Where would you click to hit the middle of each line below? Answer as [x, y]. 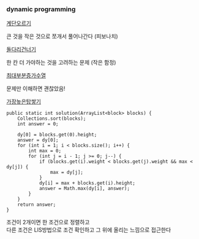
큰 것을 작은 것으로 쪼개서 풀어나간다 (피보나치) [62, 36]
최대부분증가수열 [26, 76]
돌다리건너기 [21, 49]
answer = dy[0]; [38, 140]
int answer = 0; [38, 124]
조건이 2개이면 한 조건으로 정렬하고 [48, 222]
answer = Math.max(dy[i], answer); [84, 189]
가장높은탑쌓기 [24, 102]
